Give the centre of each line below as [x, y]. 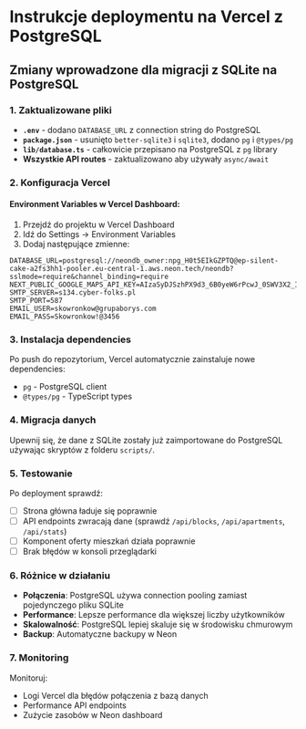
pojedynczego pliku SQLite [73, 605]
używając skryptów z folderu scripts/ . [82, 450]
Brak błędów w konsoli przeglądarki [90, 552]
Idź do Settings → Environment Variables [99, 234]
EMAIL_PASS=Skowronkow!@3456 [65, 317]
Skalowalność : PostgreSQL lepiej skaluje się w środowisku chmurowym [158, 625]
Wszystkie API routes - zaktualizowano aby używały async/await [146, 159]
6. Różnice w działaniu [60, 576]
